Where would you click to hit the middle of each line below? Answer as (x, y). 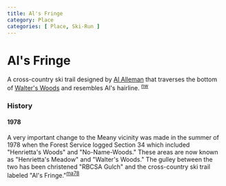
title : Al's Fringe (35, 13)
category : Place (30, 20)
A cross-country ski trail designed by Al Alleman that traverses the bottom (112, 79)
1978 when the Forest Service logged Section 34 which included (99, 145)
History (20, 105)
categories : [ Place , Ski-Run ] (53, 26)
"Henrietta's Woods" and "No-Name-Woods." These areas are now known (113, 152)
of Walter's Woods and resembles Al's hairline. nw (78, 87)
